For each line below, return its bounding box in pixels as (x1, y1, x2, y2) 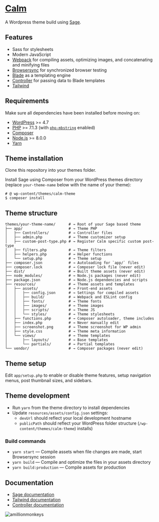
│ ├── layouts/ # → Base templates (5, 338, 109, 342)
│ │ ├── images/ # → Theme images (5, 303, 104, 308)
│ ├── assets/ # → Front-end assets (5, 286, 113, 291)
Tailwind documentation (12, 497, 61, 502)
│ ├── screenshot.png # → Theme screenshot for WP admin (5, 325, 141, 330)
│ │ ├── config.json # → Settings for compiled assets (5, 291, 139, 295)
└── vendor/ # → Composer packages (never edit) (5, 346, 143, 351)
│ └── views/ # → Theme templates (5, 333, 111, 338)
